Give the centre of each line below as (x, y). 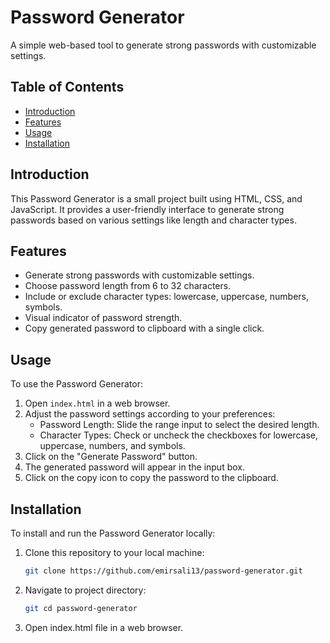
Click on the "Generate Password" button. (111, 457)
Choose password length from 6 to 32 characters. (128, 286)
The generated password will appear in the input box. (134, 467)
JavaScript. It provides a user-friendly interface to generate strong (147, 209)
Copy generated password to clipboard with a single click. (144, 328)
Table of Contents (67, 87)
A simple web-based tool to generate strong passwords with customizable (163, 45)
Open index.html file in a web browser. (104, 627)
